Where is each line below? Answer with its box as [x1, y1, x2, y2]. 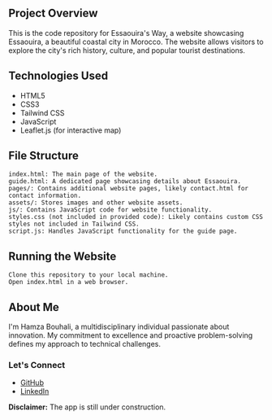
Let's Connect [8, 359, 66, 370]
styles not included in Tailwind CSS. [8, 220, 140, 229]
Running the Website [8, 249, 117, 263]
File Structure [8, 149, 79, 163]
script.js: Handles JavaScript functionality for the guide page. [8, 227, 238, 235]
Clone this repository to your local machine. [8, 271, 169, 279]
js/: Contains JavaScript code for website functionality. [8, 206, 213, 214]
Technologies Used [8, 69, 108, 83]
